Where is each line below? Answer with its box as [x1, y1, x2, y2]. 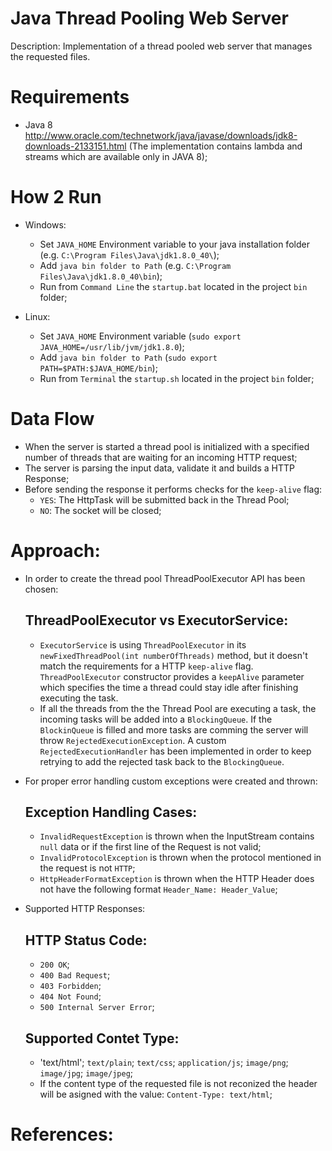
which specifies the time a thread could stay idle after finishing [39, 681, 299, 693]
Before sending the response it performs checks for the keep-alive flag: [24, 483, 323, 495]
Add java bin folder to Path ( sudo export [39, 351, 218, 363]
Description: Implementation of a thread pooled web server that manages [10, 40, 313, 52]
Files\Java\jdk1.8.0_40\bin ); [39, 270, 163, 282]
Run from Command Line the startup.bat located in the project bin [39, 280, 308, 292]
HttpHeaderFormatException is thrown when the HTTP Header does [39, 873, 315, 885]
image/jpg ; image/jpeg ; [39, 1067, 134, 1079]
